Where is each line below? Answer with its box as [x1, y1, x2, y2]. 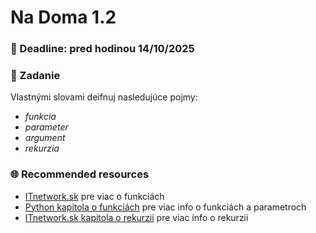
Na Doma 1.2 [10, 6, 117, 29]
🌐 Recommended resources [10, 167, 150, 181]
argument [24, 132, 66, 144]
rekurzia [24, 142, 60, 155]
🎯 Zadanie [10, 69, 61, 83]
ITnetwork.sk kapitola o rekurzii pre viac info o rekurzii [24, 211, 249, 223]
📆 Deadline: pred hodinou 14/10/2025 [10, 42, 195, 56]
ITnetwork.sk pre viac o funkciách [24, 190, 165, 202]
